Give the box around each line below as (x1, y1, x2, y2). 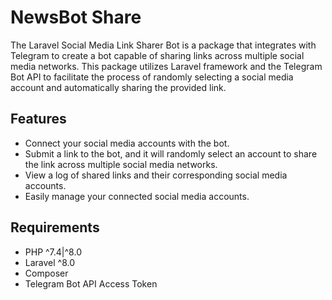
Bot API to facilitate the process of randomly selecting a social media (10, 71, 294, 83)
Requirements (10, 219, 100, 236)
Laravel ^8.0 (24, 256, 76, 268)
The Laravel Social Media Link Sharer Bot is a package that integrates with (10, 39, 317, 51)
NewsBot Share (10, 6, 142, 29)
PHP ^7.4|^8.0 (24, 246, 82, 258)
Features (10, 111, 67, 128)
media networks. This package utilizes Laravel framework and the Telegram (10, 60, 323, 72)
